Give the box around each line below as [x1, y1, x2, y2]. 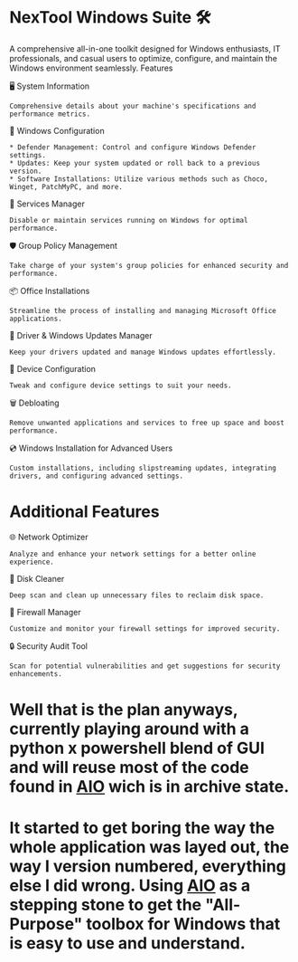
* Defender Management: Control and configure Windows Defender [9, 142, 256, 152]
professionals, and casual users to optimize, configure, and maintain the [9, 52, 278, 63]
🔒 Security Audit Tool [9, 640, 88, 652]
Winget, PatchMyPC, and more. [9, 182, 124, 191]
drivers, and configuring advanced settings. [9, 471, 183, 481]
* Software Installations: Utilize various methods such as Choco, [9, 174, 269, 184]
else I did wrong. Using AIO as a [9, 875, 251, 896]
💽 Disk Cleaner [9, 573, 65, 584]
